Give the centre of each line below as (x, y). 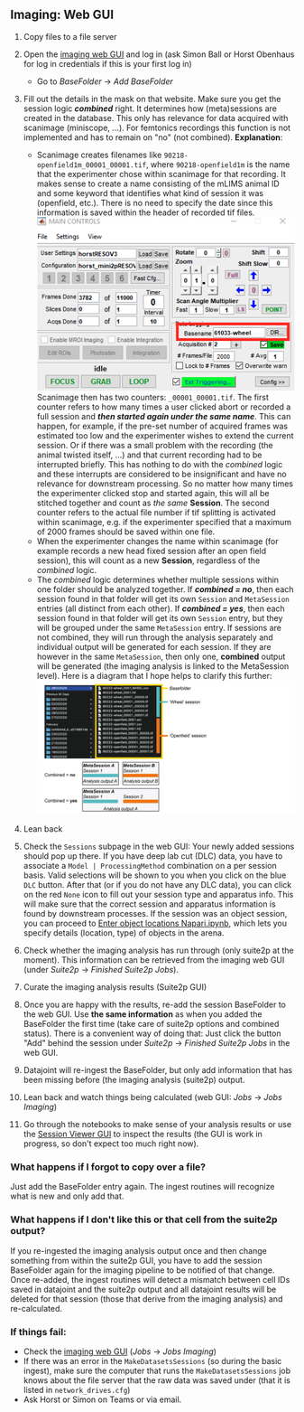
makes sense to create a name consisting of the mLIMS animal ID (158, 184)
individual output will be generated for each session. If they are (154, 646)
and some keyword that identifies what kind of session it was (150, 193)
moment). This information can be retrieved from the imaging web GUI (154, 960)
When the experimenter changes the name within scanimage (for (157, 541)
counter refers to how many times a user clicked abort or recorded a (164, 407)
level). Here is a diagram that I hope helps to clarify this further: (154, 675)
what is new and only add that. (67, 1196)
